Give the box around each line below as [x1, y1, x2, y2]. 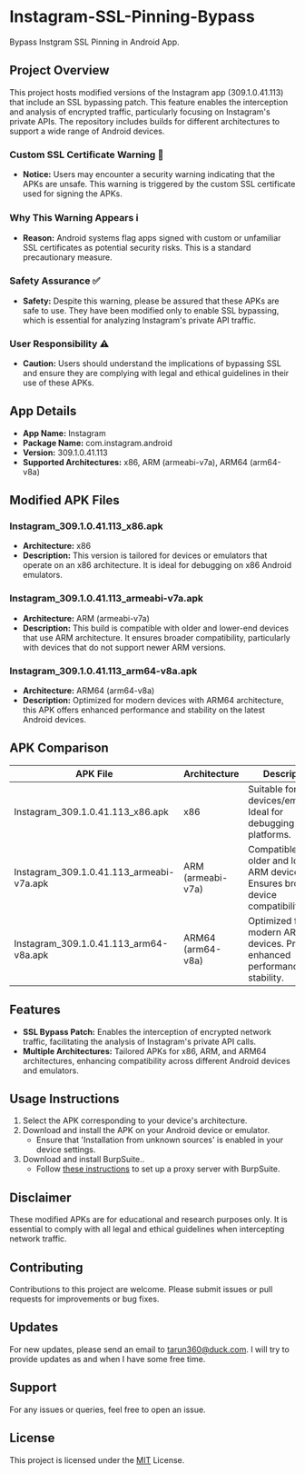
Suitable [248, 782, 283, 795]
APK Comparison [9, 741, 109, 756]
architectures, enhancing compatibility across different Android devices [22, 1055, 290, 1066]
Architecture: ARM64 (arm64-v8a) [22, 685, 155, 696]
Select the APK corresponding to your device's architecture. [22, 1115, 248, 1126]
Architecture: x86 [22, 541, 92, 552]
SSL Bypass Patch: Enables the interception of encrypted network [22, 1026, 272, 1037]
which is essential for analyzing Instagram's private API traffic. [22, 314, 257, 325]
